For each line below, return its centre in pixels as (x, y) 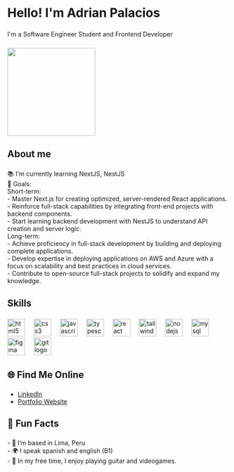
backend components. (40, 214)
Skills (19, 303)
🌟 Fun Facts (33, 424)
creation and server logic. (45, 229)
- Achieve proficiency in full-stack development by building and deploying (114, 244)
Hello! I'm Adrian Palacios (84, 13)
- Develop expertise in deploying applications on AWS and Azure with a (110, 258)
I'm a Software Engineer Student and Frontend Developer (90, 34)
